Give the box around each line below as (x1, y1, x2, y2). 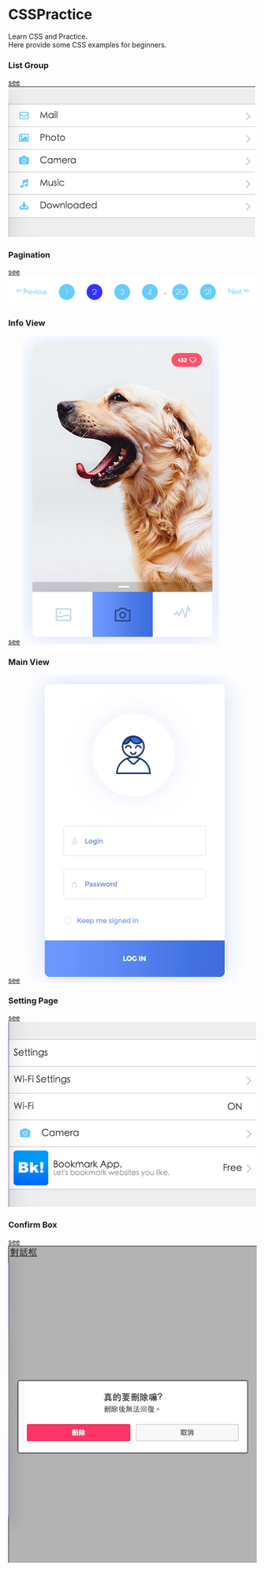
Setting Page (8, 995, 59, 1006)
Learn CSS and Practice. (8, 32, 88, 41)
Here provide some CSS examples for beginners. (8, 39, 167, 49)
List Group (8, 59, 49, 70)
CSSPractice (8, 6, 93, 24)
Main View (8, 656, 50, 667)
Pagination (8, 249, 50, 260)
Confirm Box (8, 1219, 58, 1230)
